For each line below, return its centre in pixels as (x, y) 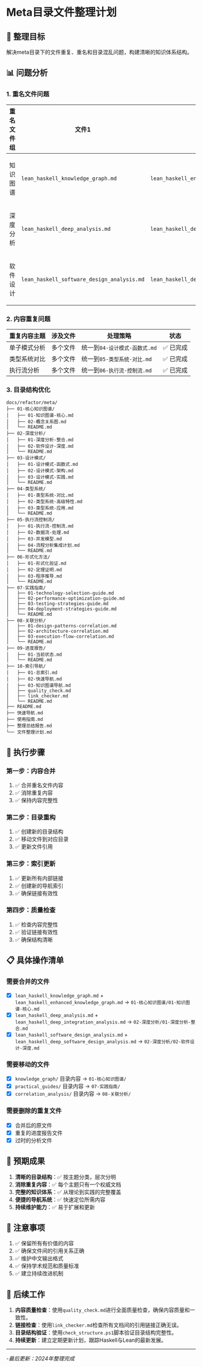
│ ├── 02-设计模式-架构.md (40, 471)
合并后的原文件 (33, 1125)
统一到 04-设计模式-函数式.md (119, 347)
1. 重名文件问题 (28, 94)
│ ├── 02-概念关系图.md (36, 422)
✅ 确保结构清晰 (34, 939)
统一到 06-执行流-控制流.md (117, 370)
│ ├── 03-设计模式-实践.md (40, 477)
